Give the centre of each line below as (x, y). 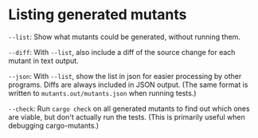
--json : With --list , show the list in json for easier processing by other (125, 76)
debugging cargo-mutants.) (54, 125)
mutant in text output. (43, 61)
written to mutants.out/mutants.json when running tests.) (102, 93)
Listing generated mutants (98, 15)
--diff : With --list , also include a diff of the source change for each (122, 52)
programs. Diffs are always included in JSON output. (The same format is (128, 85)
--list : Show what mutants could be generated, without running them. (125, 37)
